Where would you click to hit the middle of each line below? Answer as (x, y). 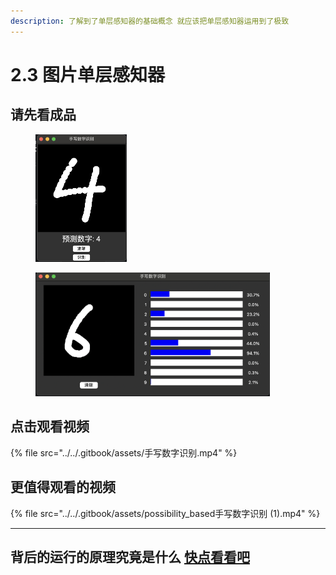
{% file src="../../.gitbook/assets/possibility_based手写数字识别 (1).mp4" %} (165, 513)
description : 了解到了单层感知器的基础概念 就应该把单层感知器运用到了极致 (150, 21)
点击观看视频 (50, 426)
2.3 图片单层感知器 (88, 74)
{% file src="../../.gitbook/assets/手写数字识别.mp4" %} (124, 452)
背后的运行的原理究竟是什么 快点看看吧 (130, 556)
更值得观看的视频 (63, 487)
